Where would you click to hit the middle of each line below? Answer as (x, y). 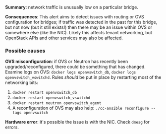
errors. (12, 127)
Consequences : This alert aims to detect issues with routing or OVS (75, 17)
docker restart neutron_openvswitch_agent (57, 103)
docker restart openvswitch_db (45, 93)
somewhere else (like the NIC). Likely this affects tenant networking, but (79, 33)
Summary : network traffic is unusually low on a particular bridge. (72, 7)
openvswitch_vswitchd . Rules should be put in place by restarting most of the (83, 77)
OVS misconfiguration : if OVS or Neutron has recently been (67, 62)
